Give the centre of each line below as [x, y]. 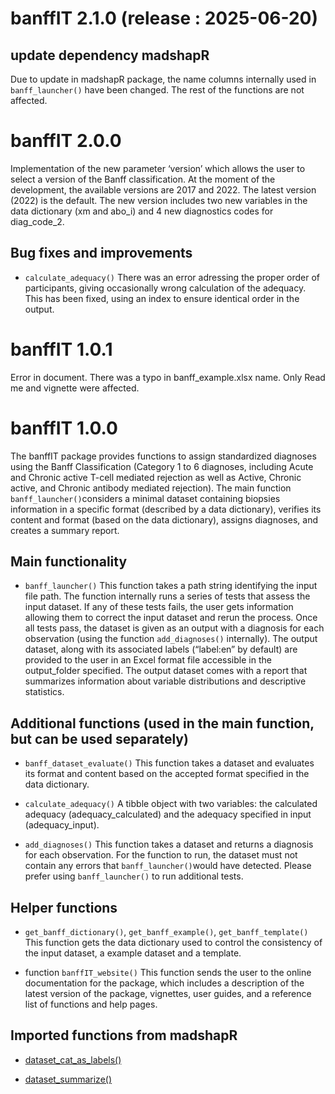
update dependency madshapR [110, 55]
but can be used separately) [99, 738]
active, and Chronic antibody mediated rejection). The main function [151, 488]
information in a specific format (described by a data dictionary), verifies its [166, 509]
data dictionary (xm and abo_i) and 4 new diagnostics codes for [142, 211]
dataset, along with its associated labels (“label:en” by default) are [161, 649]
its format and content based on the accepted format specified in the [167, 774]
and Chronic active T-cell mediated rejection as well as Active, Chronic [156, 477]
